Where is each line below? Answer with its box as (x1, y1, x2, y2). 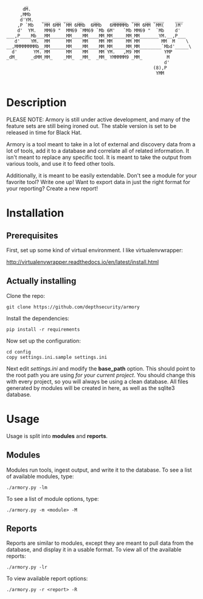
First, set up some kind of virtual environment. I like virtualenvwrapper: (6, 246, 184, 253)
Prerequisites (6, 230, 58, 241)
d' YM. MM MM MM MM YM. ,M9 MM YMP (12, 49, 173, 55)
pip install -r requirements (6, 326, 80, 333)
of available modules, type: (6, 472, 74, 480)
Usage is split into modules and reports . (6, 432, 108, 439)
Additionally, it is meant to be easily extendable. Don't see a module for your (6, 172, 198, 179)
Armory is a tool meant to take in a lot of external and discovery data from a (6, 140, 196, 147)
